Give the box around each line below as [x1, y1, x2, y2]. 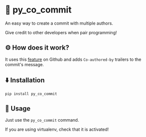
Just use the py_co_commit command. [5, 117, 79, 123]
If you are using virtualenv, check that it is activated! [5, 126, 109, 132]
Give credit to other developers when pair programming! [5, 29, 117, 35]
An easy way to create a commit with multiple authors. [5, 20, 114, 26]
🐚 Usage [5, 104, 30, 112]
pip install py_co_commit [5, 91, 57, 96]
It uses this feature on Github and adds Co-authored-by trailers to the [5, 56, 142, 62]
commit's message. [5, 61, 44, 67]
